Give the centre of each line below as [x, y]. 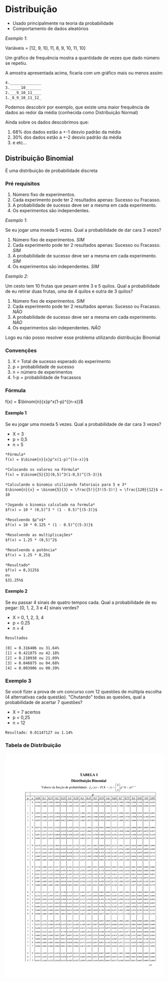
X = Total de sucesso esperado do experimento [62, 362]
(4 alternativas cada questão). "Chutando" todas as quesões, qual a [75, 697]
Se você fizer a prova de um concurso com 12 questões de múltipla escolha [83, 692]
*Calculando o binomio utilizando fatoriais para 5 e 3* [66, 484]
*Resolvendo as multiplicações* [39, 535]
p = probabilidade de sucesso [43, 367]
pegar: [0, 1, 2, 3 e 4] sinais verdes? [42, 608]
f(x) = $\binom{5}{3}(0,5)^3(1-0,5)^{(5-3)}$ [53, 474]
